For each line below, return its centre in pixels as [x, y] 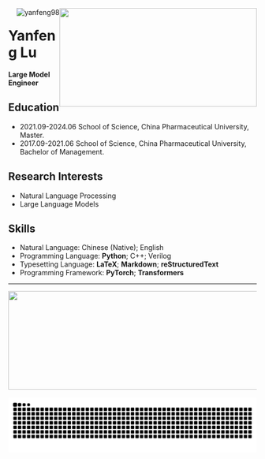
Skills [22, 228]
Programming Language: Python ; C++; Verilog [95, 256]
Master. [32, 135]
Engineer [23, 83]
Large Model [29, 74]
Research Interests [56, 177]
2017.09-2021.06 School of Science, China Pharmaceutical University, [133, 143]
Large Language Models [59, 203]
